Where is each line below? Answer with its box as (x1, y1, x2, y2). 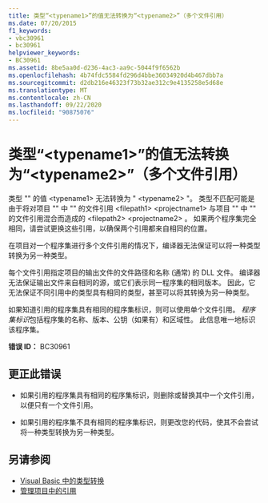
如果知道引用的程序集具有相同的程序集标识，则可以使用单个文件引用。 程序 (8, 304, 256, 314)
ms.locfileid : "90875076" (8, 109, 94, 117)
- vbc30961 (8, 34, 45, 42)
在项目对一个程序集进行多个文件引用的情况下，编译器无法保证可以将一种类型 (8, 240, 261, 250)
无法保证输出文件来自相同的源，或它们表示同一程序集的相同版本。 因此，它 (8, 277, 256, 287)
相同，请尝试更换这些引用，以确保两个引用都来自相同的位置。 (8, 223, 212, 233)
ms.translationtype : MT (8, 86, 88, 95)
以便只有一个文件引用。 (19, 400, 98, 409)
